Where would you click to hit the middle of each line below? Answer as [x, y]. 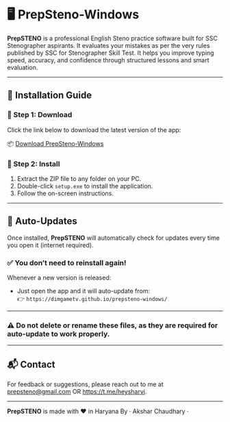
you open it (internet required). [50, 245]
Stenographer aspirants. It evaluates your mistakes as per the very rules [108, 45]
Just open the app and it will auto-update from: [84, 291]
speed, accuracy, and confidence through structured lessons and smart [108, 60]
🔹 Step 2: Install [34, 164]
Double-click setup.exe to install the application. [85, 186]
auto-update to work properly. [59, 334]
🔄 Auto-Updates [42, 221]
